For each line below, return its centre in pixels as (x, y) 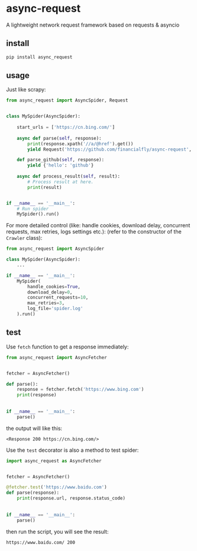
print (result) (45, 187)
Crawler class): (24, 238)
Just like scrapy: (26, 90)
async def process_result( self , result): (68, 177)
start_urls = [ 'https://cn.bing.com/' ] (66, 128)
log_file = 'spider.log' (55, 309)
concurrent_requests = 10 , (58, 298)
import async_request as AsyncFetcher (54, 461)
